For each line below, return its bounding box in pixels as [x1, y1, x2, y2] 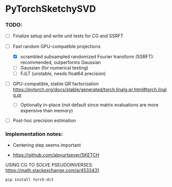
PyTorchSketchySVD [5, 3, 96, 15]
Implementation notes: [5, 130, 63, 137]
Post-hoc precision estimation [12, 117, 76, 123]
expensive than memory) [20, 107, 73, 113]
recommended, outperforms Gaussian [20, 59, 101, 65]
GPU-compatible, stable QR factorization [12, 80, 99, 87]
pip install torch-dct [5, 177, 54, 182]
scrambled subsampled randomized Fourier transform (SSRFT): [20, 53, 155, 59]
